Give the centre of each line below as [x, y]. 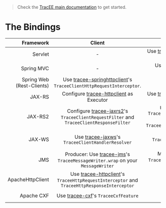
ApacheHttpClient [28, 179]
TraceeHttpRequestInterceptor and [98, 180]
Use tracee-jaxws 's [98, 137]
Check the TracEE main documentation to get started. [72, 7]
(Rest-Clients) [32, 85]
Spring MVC [35, 68]
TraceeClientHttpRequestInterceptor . [98, 85]
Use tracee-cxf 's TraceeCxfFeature [98, 196]
